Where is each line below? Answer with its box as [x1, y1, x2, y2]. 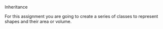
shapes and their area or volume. [4, 19, 72, 24]
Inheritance [4, 4, 28, 10]
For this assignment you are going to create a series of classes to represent [4, 14, 159, 19]
